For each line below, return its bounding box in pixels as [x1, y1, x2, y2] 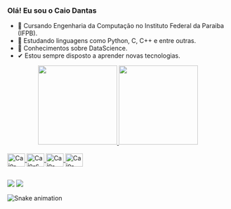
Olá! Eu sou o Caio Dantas [7, 6, 97, 15]
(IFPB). [17, 29, 38, 37]
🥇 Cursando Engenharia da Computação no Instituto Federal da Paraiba [17, 22, 225, 30]
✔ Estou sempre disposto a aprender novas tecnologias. [17, 51, 180, 60]
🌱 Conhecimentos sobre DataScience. [17, 44, 128, 53]
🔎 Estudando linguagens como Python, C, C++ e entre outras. [17, 37, 197, 45]
